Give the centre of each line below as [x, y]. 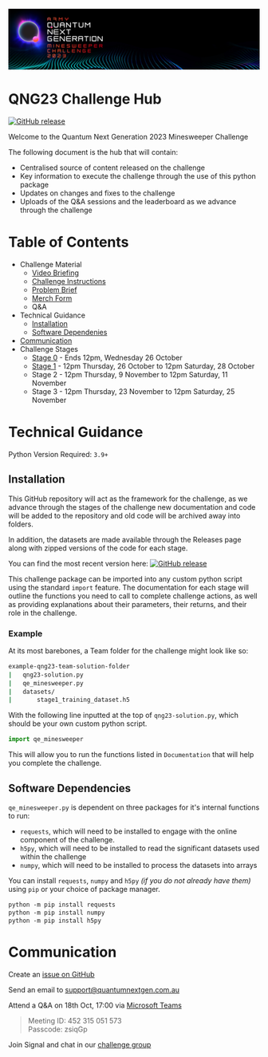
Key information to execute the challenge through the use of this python [138, 176]
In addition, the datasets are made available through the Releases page [125, 539]
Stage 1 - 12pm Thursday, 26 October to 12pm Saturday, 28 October [143, 366]
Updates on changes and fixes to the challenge [97, 193]
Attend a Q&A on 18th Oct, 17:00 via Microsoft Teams [95, 1005]
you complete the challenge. [55, 763]
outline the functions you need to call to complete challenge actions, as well [133, 596]
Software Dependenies [69, 332]
